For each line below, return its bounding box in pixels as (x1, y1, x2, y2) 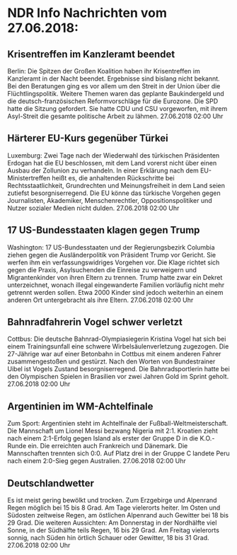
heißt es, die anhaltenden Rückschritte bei (52, 173, 175, 182)
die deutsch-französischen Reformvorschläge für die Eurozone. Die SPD (7, 97, 219, 105)
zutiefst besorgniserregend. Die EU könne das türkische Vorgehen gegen (7, 189, 221, 197)
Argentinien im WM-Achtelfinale (7, 400, 154, 412)
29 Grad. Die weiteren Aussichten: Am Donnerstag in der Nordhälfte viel (7, 518, 217, 527)
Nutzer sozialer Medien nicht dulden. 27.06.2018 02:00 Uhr (7, 204, 180, 212)
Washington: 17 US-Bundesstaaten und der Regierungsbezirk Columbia (7, 243, 215, 252)
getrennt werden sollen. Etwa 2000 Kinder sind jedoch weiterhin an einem (7, 288, 224, 296)
